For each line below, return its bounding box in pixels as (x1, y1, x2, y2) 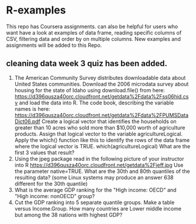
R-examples (6, 4, 66, 17)
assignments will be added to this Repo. (6, 42, 102, 49)
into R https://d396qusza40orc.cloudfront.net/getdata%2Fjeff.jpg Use (14, 161, 184, 168)
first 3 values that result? (14, 149, 75, 156)
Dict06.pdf (14, 118, 41, 125)
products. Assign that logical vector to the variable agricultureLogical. (14, 130, 183, 137)
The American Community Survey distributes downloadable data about (14, 74, 186, 81)
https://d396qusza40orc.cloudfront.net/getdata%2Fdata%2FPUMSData (14, 111, 189, 118)
